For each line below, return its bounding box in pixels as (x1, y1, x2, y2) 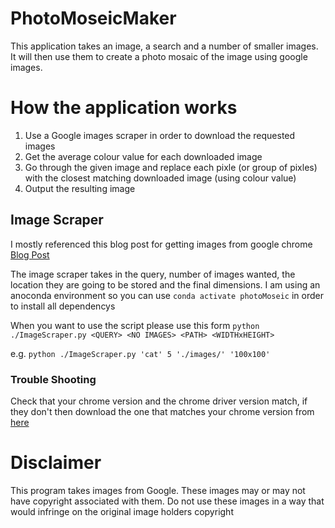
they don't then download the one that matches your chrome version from (10, 405, 315, 417)
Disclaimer (10, 452, 102, 474)
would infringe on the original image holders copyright (10, 505, 234, 517)
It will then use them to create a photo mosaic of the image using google (10, 50, 308, 62)
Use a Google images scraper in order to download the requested (24, 129, 296, 141)
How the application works (10, 97, 238, 119)
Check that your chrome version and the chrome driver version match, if (10, 395, 308, 407)
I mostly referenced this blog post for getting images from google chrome (10, 238, 313, 250)
